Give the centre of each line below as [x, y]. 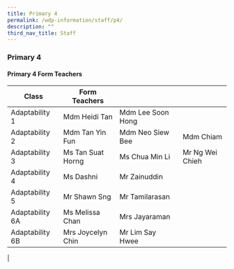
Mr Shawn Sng [87, 197]
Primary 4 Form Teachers [45, 74]
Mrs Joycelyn [85, 232]
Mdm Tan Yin [85, 133]
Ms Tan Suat [84, 152]
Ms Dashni [80, 177]
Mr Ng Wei [200, 152]
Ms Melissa [82, 213]
